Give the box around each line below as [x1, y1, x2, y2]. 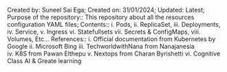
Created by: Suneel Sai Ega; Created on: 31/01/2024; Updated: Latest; [7, 6, 205, 14]
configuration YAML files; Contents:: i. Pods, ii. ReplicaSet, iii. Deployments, [7, 21, 221, 28]
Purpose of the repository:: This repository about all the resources [7, 13, 195, 21]
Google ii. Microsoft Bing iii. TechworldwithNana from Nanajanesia [7, 43, 195, 50]
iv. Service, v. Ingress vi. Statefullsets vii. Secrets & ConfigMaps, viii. [7, 27, 201, 36]
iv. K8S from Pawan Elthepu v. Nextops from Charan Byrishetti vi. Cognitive [7, 49, 221, 58]
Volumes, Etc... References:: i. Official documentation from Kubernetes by [7, 35, 216, 43]
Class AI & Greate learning [7, 57, 82, 64]
